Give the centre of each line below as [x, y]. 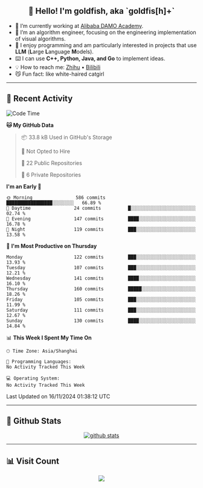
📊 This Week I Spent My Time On [49, 338]
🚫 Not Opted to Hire [46, 151]
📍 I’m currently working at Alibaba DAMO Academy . [79, 25]
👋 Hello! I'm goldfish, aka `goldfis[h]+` [101, 11]
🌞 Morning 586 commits [56, 198]
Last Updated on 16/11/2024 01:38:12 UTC [58, 396]
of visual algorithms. [40, 38]
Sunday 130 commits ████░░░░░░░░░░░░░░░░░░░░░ [101, 321]
